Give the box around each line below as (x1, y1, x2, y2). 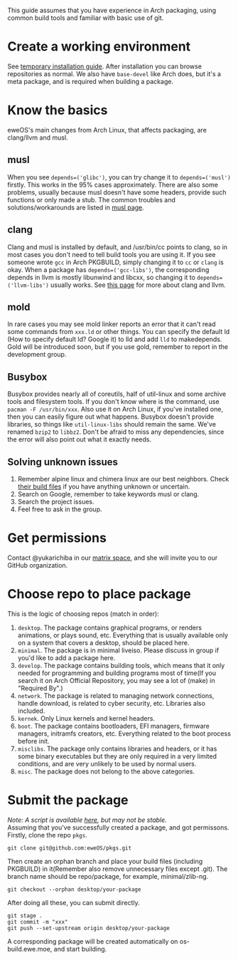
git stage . (7, 912, 43, 919)
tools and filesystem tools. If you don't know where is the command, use (7, 397, 220, 406)
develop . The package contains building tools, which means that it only (17, 661, 225, 669)
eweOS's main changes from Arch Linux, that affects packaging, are (7, 125, 207, 134)
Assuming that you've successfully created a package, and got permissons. (7, 823, 229, 832)
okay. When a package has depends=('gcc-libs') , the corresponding (7, 265, 210, 273)
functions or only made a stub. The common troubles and (7, 195, 175, 204)
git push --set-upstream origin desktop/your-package (7, 924, 171, 932)
